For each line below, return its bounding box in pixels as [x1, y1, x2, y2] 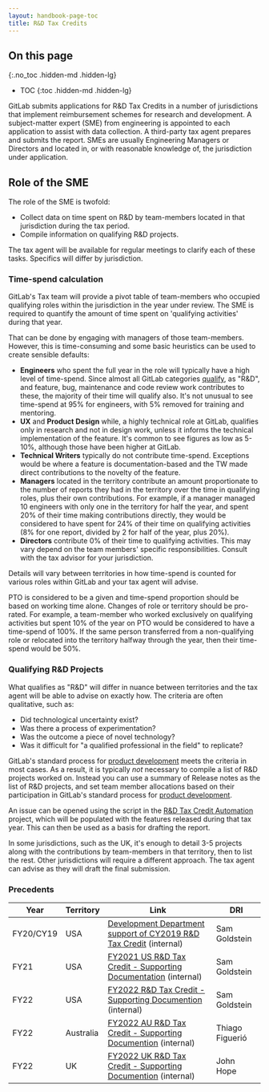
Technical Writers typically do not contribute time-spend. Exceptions [19, 451, 250, 461]
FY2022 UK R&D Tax [107, 1050, 187, 1062]
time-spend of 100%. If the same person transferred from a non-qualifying [8, 627, 255, 636]
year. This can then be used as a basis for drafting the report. [8, 822, 211, 832]
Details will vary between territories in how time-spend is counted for [8, 569, 237, 578]
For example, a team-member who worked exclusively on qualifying [29, 610, 254, 619]
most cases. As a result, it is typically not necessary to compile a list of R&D [8, 764, 259, 774]
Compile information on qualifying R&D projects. [19, 229, 179, 239]
